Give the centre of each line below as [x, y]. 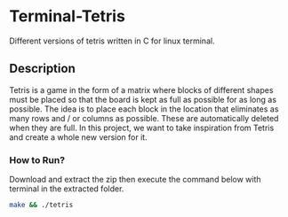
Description [42, 69]
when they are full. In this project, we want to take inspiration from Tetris [142, 128]
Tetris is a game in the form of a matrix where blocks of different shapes [141, 89]
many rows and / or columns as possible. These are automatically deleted [144, 118]
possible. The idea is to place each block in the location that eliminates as [144, 109]
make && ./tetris [41, 205]
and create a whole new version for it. [79, 137]
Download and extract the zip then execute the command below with [135, 180]
